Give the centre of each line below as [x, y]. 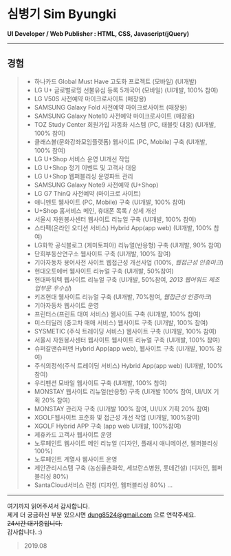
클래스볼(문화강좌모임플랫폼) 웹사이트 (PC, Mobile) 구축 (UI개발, [121, 141]
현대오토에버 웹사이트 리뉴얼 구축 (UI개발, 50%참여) [104, 271]
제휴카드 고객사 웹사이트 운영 [73, 434]
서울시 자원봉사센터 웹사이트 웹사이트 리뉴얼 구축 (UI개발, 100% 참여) [127, 340]
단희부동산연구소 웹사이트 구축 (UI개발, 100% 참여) [102, 254]
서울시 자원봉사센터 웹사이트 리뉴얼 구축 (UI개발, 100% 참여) [115, 219]
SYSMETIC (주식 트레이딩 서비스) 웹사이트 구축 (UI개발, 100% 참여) [125, 331]
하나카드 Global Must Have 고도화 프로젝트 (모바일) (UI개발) [115, 81]
